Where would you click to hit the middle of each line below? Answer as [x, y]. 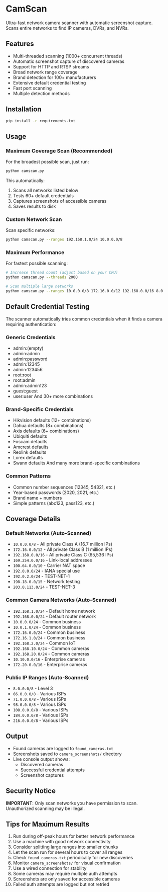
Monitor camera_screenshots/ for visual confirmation [67, 863]
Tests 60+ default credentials [43, 196]
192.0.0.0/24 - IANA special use [46, 571]
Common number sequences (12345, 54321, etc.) [64, 487]
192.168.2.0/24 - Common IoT [44, 643]
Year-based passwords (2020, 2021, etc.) [56, 492]
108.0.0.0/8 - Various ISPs [41, 709]
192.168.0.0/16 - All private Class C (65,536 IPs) [63, 555]
